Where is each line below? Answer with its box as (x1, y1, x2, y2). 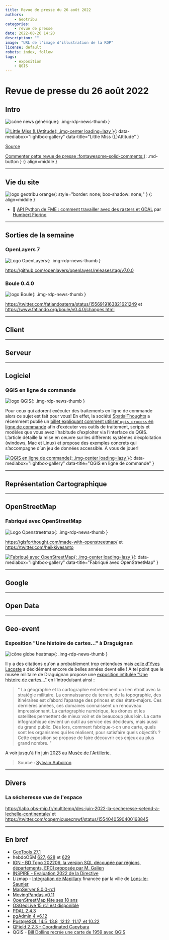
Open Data (5, 601, 39, 610)
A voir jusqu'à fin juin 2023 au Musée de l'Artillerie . (5, 750, 111, 756)
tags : (5, 54, 17, 59)
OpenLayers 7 (5, 246, 40, 253)
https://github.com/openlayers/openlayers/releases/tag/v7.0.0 (5, 267, 134, 273)
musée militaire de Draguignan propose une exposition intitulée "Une (5, 672, 148, 678)
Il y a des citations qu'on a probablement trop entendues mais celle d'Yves (5, 661, 160, 667)
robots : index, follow (5, 49, 53, 54)
